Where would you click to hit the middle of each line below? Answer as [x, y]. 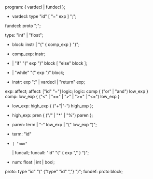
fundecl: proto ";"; [23, 26]
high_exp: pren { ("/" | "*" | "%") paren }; [52, 115]
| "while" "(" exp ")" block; [38, 73]
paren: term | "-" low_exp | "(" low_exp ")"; [54, 125]
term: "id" [22, 134]
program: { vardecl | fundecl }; [35, 7]
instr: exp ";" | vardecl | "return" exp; [49, 82]
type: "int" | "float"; [24, 35]
